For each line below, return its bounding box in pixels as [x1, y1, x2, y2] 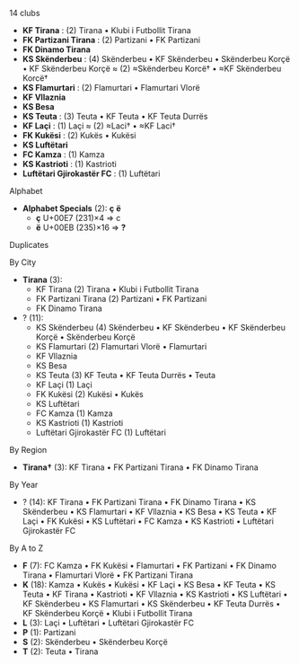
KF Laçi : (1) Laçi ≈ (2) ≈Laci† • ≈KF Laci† [22, 120, 177, 131]
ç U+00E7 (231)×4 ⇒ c [35, 213, 121, 223]
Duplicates [9, 240, 49, 250]
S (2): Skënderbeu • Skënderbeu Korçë [22, 637, 168, 647]
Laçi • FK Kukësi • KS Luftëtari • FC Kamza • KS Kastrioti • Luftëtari [22, 516, 274, 527]
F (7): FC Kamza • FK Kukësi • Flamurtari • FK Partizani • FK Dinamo [22, 561, 277, 571]
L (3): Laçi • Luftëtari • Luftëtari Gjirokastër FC [22, 617, 195, 628]
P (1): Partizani [22, 627, 76, 637]
